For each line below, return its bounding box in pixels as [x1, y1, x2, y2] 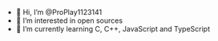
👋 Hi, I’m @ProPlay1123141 [15, 8, 103, 17]
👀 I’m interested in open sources [15, 16, 123, 25]
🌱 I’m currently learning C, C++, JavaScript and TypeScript [15, 24, 211, 33]
